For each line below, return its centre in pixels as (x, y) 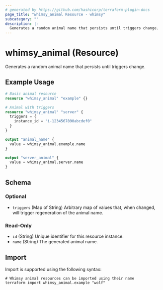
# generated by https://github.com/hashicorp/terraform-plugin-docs (78, 10)
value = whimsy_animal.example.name (47, 144)
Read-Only (19, 225)
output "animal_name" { (30, 139)
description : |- (22, 24)
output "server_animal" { (32, 158)
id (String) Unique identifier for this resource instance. (68, 236)
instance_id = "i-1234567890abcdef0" (53, 121)
